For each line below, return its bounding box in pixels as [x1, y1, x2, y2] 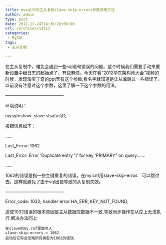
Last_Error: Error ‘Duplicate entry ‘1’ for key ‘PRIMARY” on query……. [5, 152, 146, 158]
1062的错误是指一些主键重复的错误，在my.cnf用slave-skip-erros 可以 [5, 172, 151, 178]
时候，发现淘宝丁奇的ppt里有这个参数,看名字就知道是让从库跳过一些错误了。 [5, 76, 162, 82]
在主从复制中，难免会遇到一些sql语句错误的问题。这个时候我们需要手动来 [5, 63, 156, 69]
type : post [5, 17, 28, 22]
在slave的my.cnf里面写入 [5, 226, 52, 231]
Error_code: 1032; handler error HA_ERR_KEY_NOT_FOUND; [5, 198, 129, 204]
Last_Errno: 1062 [5, 142, 40, 148]
